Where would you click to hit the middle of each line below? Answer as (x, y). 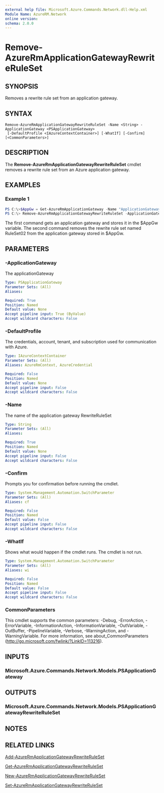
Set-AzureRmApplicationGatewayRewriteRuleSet (54, 785)
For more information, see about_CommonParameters (95, 636)
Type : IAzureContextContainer (36, 356)
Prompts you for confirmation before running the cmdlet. (62, 483)
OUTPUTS (21, 693)
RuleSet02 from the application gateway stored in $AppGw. (65, 234)
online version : (21, 19)
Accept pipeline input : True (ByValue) (46, 314)
